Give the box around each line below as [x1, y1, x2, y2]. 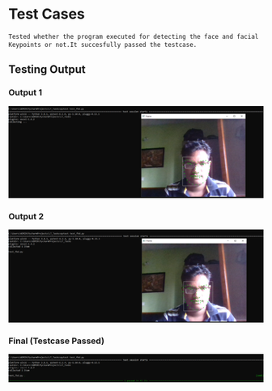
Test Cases [8, 5, 85, 23]
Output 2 [8, 210, 45, 222]
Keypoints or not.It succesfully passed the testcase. [8, 40, 198, 49]
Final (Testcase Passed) [8, 335, 105, 346]
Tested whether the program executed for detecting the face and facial [8, 32, 259, 40]
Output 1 [8, 87, 43, 98]
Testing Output [8, 62, 87, 77]
